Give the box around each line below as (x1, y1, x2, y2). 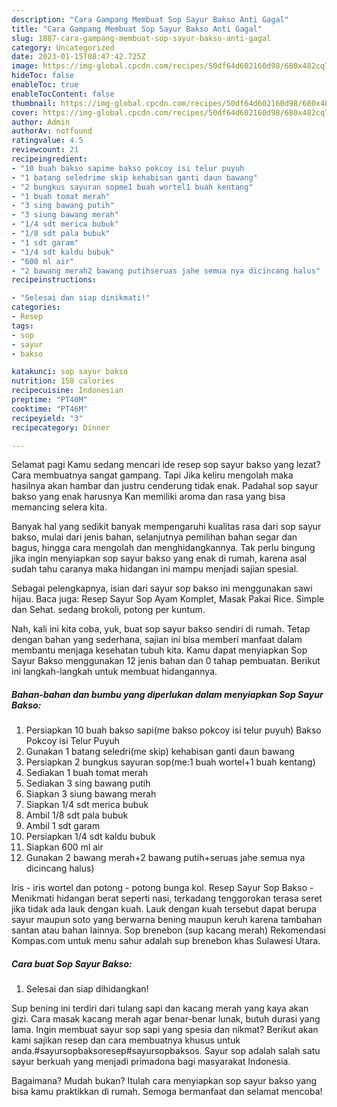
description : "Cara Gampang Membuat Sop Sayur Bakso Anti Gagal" (11, 14, 289, 25)
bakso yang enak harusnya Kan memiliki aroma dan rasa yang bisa (11, 491, 286, 503)
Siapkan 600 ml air (25, 841, 104, 853)
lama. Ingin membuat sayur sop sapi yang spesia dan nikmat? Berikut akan (11, 1024, 319, 1036)
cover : (11, 107, 39, 118)
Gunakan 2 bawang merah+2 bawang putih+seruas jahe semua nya (25, 852, 306, 864)
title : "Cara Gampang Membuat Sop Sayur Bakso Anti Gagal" (11, 24, 263, 34)
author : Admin (11, 117, 71, 127)
